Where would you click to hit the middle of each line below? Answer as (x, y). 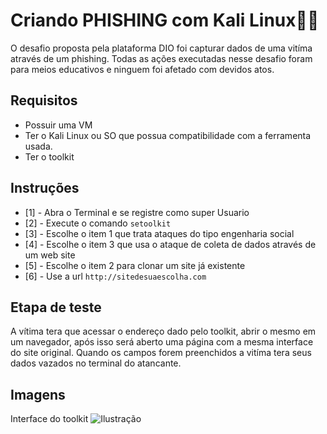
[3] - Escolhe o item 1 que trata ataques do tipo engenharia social (159, 233)
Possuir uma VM (58, 125)
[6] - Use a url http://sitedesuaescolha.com (115, 276)
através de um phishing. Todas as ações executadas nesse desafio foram (161, 58)
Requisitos (44, 100)
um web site (50, 255)
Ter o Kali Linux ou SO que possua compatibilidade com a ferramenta (168, 135)
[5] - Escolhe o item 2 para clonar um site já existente (135, 265)
